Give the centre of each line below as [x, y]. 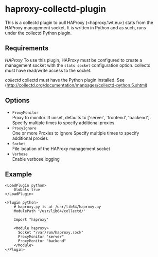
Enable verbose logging [36, 159]
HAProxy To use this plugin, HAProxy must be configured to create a [74, 60]
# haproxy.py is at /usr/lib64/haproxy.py [57, 207]
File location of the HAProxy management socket [61, 149]
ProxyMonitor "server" [41, 237]
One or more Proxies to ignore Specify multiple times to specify [76, 133]
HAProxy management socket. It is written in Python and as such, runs [76, 27]
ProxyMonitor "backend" [42, 241]
